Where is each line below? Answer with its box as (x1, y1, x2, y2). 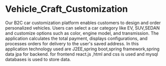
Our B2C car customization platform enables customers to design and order (5, 20, 161, 26)
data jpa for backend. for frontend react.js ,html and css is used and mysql (5, 51, 159, 57)
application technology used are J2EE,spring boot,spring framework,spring (5, 46, 160, 52)
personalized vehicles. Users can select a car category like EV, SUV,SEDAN (5, 25, 160, 31)
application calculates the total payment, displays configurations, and (5, 35, 148, 41)
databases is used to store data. (5, 56, 71, 62)
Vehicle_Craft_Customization (5, 3, 128, 15)
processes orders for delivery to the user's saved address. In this (5, 40, 139, 46)
